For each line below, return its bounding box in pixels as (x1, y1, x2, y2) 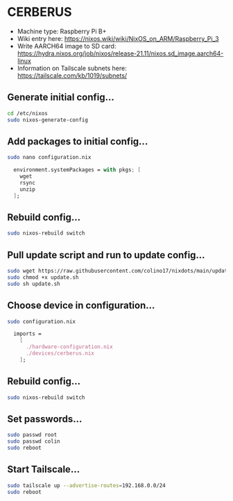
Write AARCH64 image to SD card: (17, 42, 116, 50)
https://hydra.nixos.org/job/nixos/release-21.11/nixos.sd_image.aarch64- (17, 49, 224, 58)
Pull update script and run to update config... (7, 249, 206, 261)
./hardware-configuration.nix (25, 343, 113, 350)
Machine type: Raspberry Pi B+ (17, 27, 107, 35)
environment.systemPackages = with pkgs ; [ (13, 167, 141, 173)
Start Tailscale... (7, 464, 80, 475)
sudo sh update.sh (7, 280, 60, 287)
